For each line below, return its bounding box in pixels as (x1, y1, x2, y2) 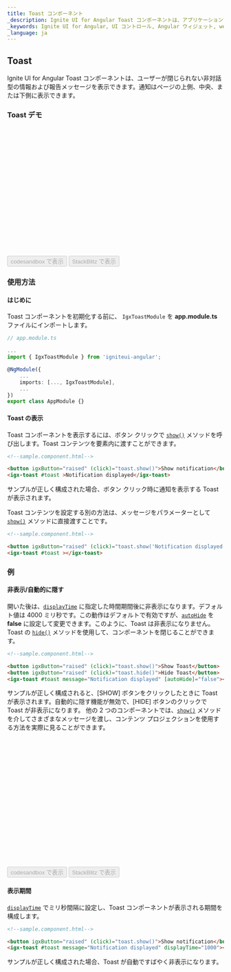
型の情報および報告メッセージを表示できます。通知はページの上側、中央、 (7, 83, 218, 91)
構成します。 (7, 911, 43, 920)
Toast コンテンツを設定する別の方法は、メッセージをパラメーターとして (7, 508, 211, 517)
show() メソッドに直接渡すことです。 (7, 517, 111, 525)
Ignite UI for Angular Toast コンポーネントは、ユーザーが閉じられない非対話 (7, 74, 222, 83)
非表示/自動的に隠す (7, 585, 64, 594)
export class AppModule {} (7, 398, 85, 405)
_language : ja (7, 29, 48, 37)
